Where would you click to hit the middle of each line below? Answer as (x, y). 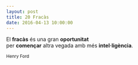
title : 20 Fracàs (28, 17)
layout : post (22, 12)
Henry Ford (18, 57)
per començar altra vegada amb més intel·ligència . (70, 45)
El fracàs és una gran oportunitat (48, 40)
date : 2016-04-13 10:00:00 (40, 22)
